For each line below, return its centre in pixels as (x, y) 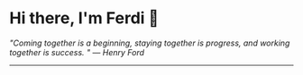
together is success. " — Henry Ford (77, 52)
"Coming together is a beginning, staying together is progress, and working (150, 43)
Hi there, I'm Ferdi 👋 (84, 18)
